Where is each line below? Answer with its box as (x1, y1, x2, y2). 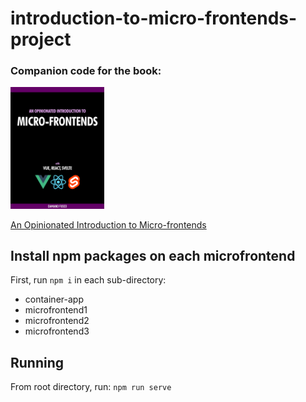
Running (10, 354, 65, 371)
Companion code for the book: (10, 64, 162, 78)
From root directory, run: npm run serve (10, 381, 172, 393)
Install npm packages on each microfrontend (10, 247, 296, 264)
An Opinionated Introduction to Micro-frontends (10, 218, 207, 231)
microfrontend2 (24, 315, 90, 327)
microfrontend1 (24, 304, 88, 316)
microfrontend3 (24, 325, 90, 337)
